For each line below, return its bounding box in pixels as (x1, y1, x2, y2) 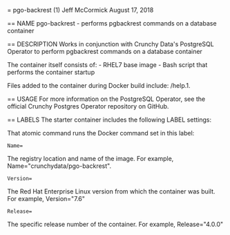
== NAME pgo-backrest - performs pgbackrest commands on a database (7, 19, 217, 27)
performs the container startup (7, 68, 95, 76)
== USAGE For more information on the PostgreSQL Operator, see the (7, 95, 206, 103)
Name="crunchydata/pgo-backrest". (7, 162, 112, 170)
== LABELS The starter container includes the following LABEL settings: (7, 115, 212, 124)
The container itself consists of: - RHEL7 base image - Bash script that (7, 61, 208, 68)
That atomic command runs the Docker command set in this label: (7, 129, 195, 137)
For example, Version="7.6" (7, 195, 85, 203)
